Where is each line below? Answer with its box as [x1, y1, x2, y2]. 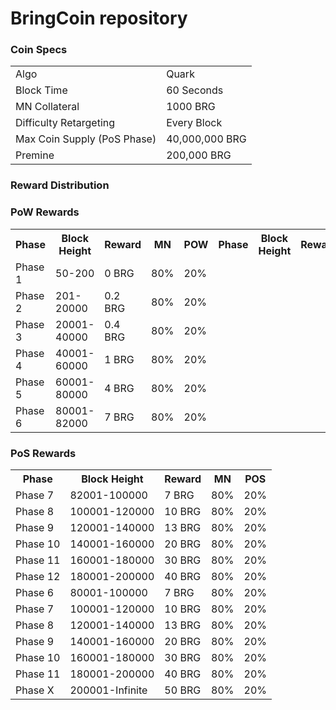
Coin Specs [10, 43, 68, 57]
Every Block [166, 116, 223, 130]
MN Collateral [15, 100, 80, 114]
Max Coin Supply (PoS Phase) [15, 132, 157, 146]
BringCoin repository [10, 7, 188, 30]
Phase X [15, 683, 55, 697]
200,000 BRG [166, 148, 232, 162]
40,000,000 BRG [166, 132, 247, 146]
